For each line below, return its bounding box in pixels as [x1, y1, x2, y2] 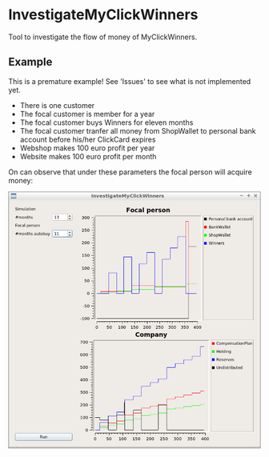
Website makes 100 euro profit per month [19, 151, 157, 161]
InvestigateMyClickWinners [8, 6, 199, 24]
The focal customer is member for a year [19, 109, 155, 118]
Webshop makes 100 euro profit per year [19, 142, 155, 153]
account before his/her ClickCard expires [19, 134, 156, 144]
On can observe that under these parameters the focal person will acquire [8, 166, 252, 177]
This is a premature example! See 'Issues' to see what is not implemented [8, 76, 251, 86]
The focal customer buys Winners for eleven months [19, 118, 194, 127]
